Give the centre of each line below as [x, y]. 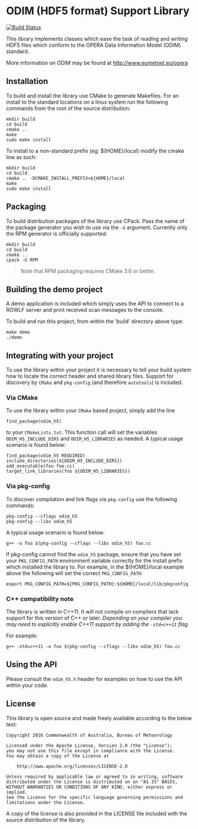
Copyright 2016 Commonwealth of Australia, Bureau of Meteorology [89, 735]
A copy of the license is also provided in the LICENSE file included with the [97, 813]
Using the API [32, 665]
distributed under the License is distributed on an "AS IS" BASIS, [92, 782]
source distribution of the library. [46, 820]
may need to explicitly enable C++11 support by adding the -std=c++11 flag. [98, 624]
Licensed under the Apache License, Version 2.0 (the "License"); [89, 746]
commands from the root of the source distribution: [68, 108]
